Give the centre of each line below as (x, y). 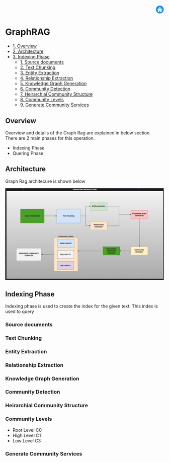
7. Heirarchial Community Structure (56, 94)
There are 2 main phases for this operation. (50, 138)
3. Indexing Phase (31, 57)
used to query (20, 311)
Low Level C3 (27, 440)
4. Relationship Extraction (47, 78)
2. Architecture (28, 51)
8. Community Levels (42, 100)
